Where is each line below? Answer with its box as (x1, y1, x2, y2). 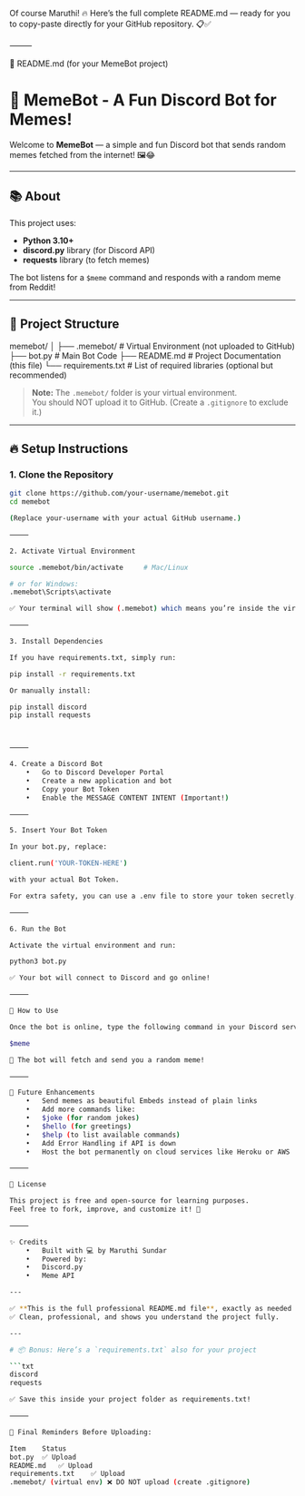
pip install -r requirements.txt (9, 669, 136, 679)
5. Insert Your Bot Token (9, 826, 107, 835)
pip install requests (9, 711, 92, 720)
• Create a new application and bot (25, 776, 172, 785)
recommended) (9, 369, 67, 380)
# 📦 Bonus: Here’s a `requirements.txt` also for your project (9, 1345, 257, 1354)
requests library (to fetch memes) (22, 254, 150, 265)
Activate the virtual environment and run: (9, 940, 177, 950)
